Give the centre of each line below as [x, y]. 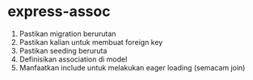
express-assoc [59, 12]
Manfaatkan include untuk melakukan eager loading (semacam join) [132, 67]
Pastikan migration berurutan [67, 34]
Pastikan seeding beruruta [63, 50]
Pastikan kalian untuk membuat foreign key [91, 42]
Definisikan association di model [73, 59]
